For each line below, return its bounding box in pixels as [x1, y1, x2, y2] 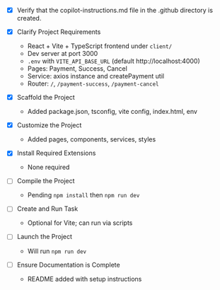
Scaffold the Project [16, 93, 75, 102]
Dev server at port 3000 [27, 50, 98, 58]
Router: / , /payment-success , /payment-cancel [27, 79, 159, 88]
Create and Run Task [16, 204, 79, 213]
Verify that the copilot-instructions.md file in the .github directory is [16, 6, 214, 14]
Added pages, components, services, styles [27, 135, 156, 144]
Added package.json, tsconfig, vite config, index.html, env [27, 108, 197, 116]
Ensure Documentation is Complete [16, 260, 121, 269]
